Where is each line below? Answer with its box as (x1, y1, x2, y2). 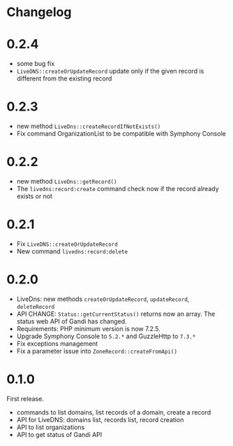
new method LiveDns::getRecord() (16, 177, 117, 186)
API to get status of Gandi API (16, 430, 103, 438)
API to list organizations (16, 423, 85, 431)
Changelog (6, 4, 72, 20)
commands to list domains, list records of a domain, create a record (16, 407, 211, 417)
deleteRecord (16, 303, 55, 310)
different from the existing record (16, 74, 112, 83)
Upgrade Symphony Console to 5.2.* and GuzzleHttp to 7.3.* (16, 332, 196, 340)
